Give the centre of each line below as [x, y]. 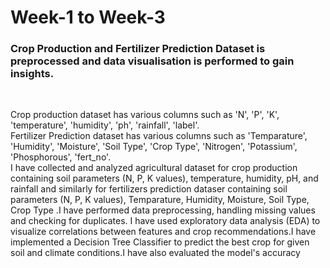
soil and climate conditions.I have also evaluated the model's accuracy [155, 253]
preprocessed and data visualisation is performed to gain [152, 61]
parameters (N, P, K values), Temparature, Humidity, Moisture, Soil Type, [160, 200]
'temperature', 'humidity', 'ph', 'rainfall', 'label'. [105, 125]
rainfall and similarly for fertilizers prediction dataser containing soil [149, 189]
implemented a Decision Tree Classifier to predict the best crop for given [160, 242]
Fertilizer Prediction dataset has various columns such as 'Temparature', [159, 136]
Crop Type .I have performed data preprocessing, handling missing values [163, 210]
